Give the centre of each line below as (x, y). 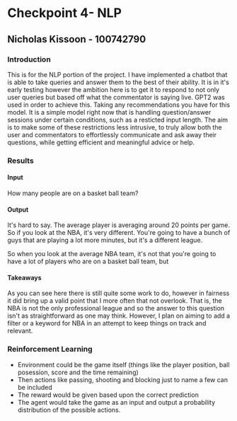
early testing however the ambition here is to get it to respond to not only (114, 89)
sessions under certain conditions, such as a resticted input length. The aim (118, 120)
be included (35, 387)
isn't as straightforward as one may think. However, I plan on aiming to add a (119, 316)
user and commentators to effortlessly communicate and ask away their (112, 134)
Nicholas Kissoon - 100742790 (77, 39)
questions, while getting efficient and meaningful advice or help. (101, 142)
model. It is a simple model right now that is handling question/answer (109, 112)
